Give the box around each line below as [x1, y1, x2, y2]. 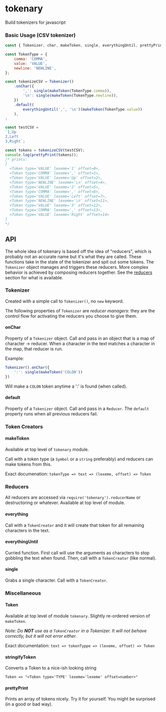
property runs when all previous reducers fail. [5, 410, 98, 416]
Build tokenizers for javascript [5, 19, 66, 25]
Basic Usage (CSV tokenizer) [5, 32, 76, 39]
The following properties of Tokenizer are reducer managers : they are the [5, 307, 155, 313]
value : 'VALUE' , [14, 61, 48, 66]
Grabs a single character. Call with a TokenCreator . [5, 577, 108, 583]
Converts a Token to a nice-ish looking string [5, 665, 97, 671]
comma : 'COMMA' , [14, 56, 48, 61]
